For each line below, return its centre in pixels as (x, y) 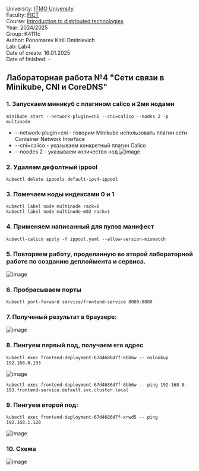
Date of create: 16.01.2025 (38, 53)
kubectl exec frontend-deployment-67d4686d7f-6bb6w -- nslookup (87, 357)
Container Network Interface (50, 139)
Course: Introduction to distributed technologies (65, 21)
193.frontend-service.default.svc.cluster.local (67, 390)
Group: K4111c (23, 34)
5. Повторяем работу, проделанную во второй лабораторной (99, 254)
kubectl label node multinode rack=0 (53, 207)
